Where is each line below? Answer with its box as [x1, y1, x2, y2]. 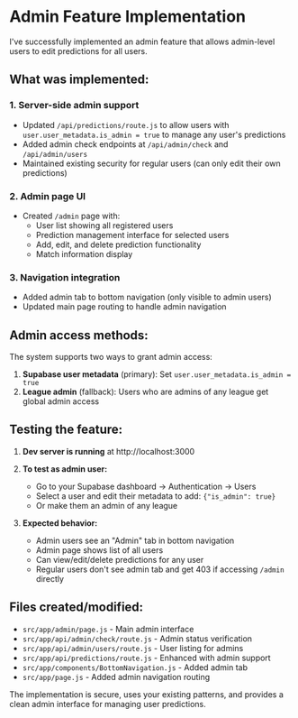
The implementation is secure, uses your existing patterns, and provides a [9, 688, 284, 700]
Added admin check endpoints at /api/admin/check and [22, 138, 229, 150]
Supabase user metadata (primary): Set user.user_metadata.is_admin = [22, 369, 292, 380]
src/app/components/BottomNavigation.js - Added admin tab [22, 661, 248, 673]
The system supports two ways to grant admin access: [9, 352, 213, 363]
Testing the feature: [9, 422, 123, 437]
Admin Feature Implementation [9, 6, 246, 27]
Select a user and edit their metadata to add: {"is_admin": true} [35, 490, 276, 502]
